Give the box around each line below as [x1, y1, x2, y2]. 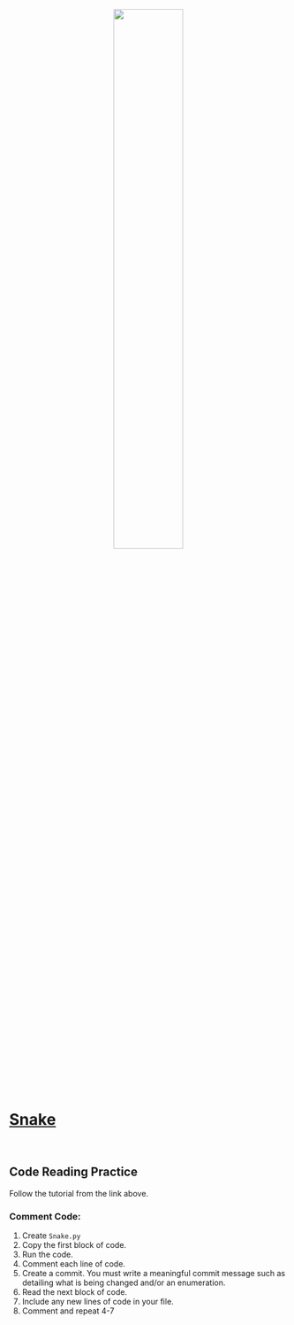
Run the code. [21, 1249, 73, 1260]
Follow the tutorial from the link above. [9, 1188, 148, 1198]
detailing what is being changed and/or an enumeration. [21, 1277, 226, 1288]
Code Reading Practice [9, 1165, 139, 1180]
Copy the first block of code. [21, 1240, 126, 1251]
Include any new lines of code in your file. [21, 1297, 174, 1307]
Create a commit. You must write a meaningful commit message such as [21, 1268, 285, 1279]
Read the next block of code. [21, 1287, 128, 1298]
